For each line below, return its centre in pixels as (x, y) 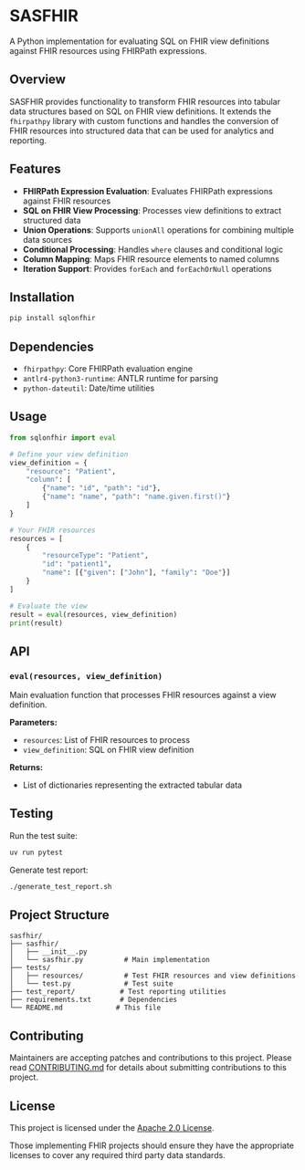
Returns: (26, 768)
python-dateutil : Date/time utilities (89, 388)
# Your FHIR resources (53, 530)
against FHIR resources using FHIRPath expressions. (108, 50)
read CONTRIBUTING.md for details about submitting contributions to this (148, 1068)
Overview (38, 80)
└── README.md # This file (85, 1008)
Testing (32, 814)
